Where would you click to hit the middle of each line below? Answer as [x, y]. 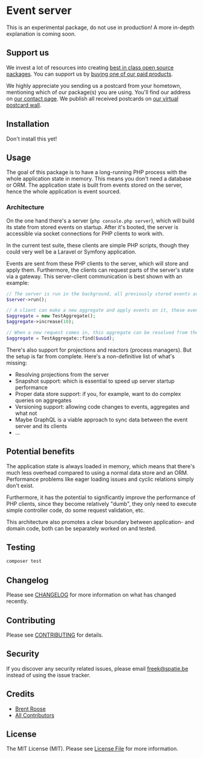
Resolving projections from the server [62, 374]
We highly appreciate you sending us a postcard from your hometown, [94, 86]
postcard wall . [24, 105]
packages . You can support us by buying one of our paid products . [90, 74]
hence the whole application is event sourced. [63, 192]
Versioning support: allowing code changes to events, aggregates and [102, 406]
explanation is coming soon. [41, 33]
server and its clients [41, 426]
